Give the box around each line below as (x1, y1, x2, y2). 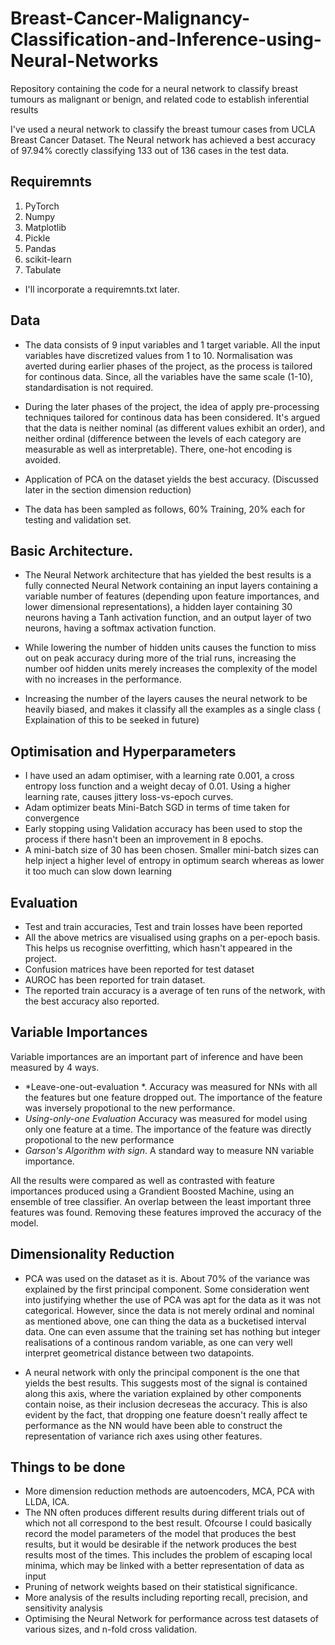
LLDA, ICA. (24, 1496, 70, 1508)
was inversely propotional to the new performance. (24, 1102, 236, 1114)
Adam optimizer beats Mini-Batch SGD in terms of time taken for (24, 802, 291, 814)
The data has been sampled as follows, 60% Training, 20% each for (24, 503, 306, 515)
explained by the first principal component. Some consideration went (24, 1283, 310, 1295)
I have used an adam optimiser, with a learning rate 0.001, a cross (24, 770, 295, 782)
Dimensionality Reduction (10, 1246, 175, 1263)
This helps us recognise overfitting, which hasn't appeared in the (24, 942, 293, 954)
